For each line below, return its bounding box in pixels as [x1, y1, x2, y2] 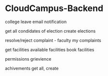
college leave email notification [5, 19, 67, 25]
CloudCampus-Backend [5, 3, 104, 14]
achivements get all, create [5, 65, 59, 71]
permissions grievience [5, 56, 52, 62]
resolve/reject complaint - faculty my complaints [5, 37, 101, 43]
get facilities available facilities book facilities [5, 47, 94, 52]
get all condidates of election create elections [5, 28, 96, 34]
